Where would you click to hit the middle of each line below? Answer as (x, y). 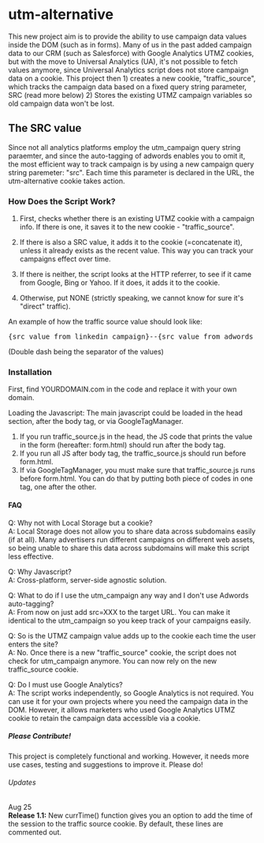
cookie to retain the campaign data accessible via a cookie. (104, 718)
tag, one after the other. (58, 487)
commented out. (35, 832)
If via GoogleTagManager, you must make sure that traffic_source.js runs (138, 470)
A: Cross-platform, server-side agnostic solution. (87, 580)
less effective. (31, 556)
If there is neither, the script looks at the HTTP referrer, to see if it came (136, 275)
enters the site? (33, 644)
